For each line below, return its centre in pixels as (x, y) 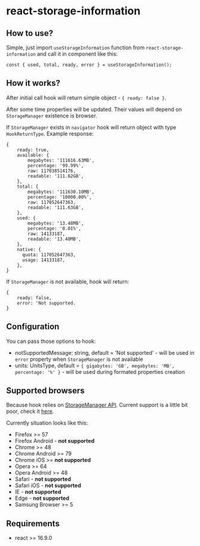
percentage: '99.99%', (56, 165)
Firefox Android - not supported (54, 441)
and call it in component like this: (77, 54)
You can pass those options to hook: (51, 341)
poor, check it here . (30, 411)
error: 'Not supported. (47, 303)
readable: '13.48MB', (55, 239)
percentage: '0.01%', (55, 228)
